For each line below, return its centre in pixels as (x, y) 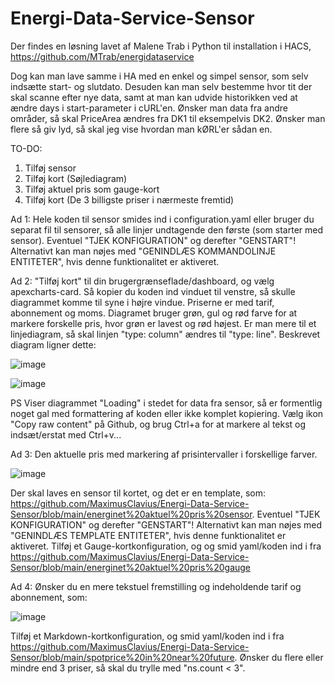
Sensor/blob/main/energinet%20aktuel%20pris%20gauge (131, 567)
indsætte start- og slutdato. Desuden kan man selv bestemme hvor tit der (161, 86)
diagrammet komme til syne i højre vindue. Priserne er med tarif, (142, 302)
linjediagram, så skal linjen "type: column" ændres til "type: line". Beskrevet (165, 334)
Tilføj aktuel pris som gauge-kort (92, 189)
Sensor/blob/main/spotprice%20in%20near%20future (122, 657)
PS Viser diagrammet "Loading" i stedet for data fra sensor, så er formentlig (166, 403)
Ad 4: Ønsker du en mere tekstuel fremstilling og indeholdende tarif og (156, 586)
